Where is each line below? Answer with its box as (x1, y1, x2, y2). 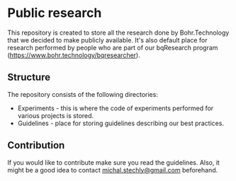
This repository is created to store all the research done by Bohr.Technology (7, 28, 230, 37)
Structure (7, 71, 51, 83)
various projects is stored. (17, 111, 94, 119)
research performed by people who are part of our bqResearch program (7, 43, 218, 52)
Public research (7, 5, 102, 21)
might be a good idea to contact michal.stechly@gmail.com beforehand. (7, 165, 218, 174)
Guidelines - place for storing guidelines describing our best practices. (17, 119, 225, 127)
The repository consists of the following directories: (7, 90, 158, 98)
